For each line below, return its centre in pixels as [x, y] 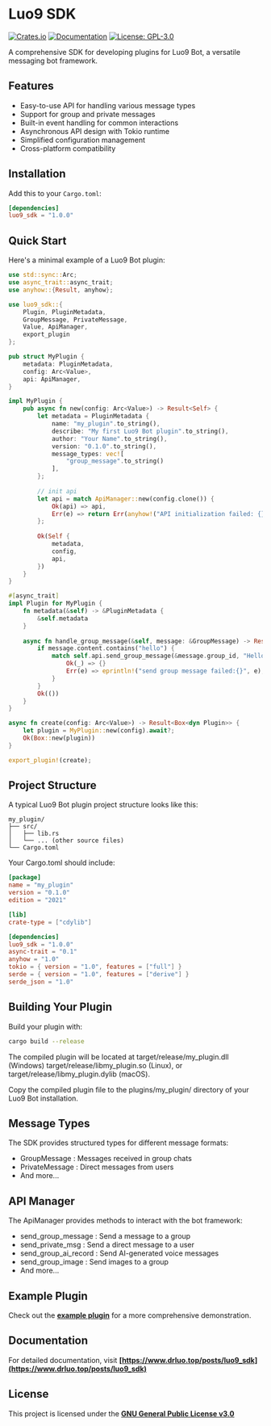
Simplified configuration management [83, 140]
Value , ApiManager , [56, 327]
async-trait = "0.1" [43, 952]
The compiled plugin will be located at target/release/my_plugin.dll [119, 1057]
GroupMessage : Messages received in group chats [106, 1159]
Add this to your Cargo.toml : [55, 193]
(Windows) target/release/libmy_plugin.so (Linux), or [96, 1065]
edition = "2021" [38, 900]
